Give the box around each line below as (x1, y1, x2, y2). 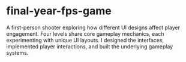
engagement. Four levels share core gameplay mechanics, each (6, 30, 164, 37)
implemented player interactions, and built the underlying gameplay (6, 43, 173, 50)
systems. (6, 49, 29, 56)
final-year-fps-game (6, 4, 112, 18)
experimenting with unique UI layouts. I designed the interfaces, (6, 36, 164, 44)
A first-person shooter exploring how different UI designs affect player (6, 24, 181, 31)
